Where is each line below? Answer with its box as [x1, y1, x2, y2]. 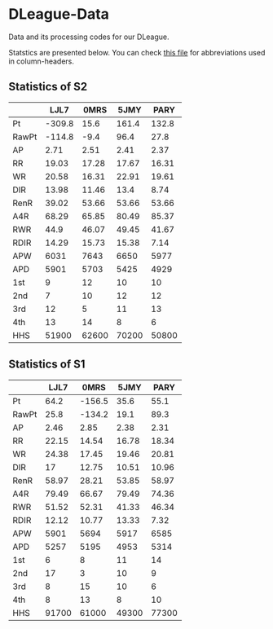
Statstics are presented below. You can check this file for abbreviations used [8, 47, 266, 57]
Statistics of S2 [8, 80, 88, 94]
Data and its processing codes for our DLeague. [8, 32, 170, 42]
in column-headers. [8, 56, 75, 66]
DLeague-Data [8, 5, 110, 24]
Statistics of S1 [8, 358, 86, 372]
